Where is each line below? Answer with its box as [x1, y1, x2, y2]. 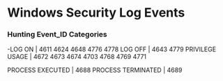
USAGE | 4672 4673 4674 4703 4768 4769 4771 [7, 53, 147, 61]
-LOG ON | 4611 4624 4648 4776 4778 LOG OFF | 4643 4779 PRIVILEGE [7, 45, 217, 53]
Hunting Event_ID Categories [7, 30, 108, 39]
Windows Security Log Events [7, 5, 185, 21]
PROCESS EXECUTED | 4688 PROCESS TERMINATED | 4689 [7, 66, 183, 74]
